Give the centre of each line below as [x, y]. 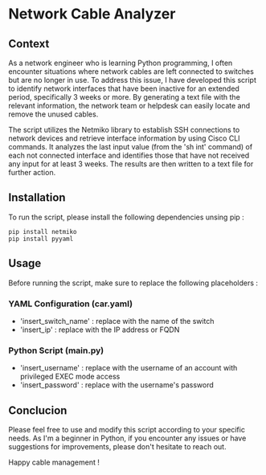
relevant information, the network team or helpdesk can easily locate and [129, 106]
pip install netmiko [43, 231]
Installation [37, 198]
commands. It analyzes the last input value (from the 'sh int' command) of [131, 147]
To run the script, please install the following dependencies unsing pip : [127, 217]
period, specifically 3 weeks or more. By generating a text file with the [125, 97]
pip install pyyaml [41, 239]
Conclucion [38, 410]
